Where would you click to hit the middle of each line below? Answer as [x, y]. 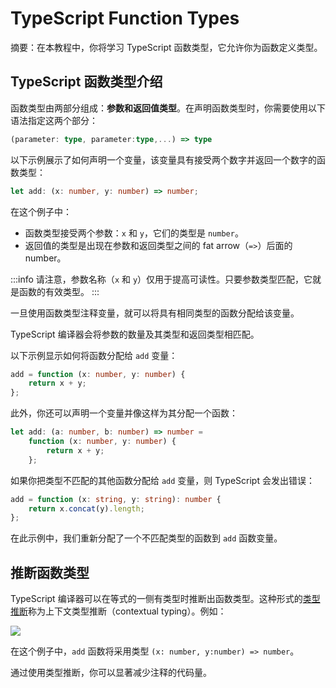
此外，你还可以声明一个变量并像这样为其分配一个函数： [124, 413]
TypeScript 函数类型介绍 [86, 82]
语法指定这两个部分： [54, 120]
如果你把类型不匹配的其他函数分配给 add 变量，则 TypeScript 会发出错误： [162, 480]
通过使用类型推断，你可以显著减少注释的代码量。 [111, 673]
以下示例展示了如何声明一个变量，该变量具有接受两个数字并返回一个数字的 [163, 159]
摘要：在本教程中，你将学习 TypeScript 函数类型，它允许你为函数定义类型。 [166, 47]
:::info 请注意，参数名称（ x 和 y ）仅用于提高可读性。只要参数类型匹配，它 [161, 279]
